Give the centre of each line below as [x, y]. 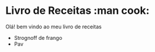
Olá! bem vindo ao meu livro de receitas [54, 27]
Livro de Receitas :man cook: [77, 11]
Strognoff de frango [38, 38]
